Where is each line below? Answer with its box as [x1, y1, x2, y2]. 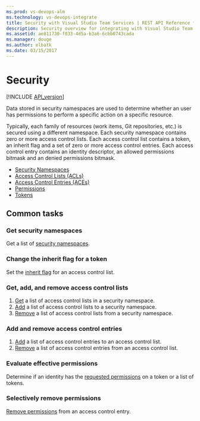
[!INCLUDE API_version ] [6, 93, 64, 100]
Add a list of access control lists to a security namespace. [14, 303, 157, 311]
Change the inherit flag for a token [6, 255, 108, 263]
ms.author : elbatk [6, 42, 52, 48]
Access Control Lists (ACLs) [14, 172, 84, 179]
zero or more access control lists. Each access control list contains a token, [6, 135, 191, 142]
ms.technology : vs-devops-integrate [6, 14, 97, 20]
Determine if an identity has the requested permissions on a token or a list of [6, 373, 194, 380]
